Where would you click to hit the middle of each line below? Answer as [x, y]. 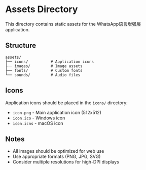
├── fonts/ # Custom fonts [44, 70]
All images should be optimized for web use [58, 151]
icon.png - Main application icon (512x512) [57, 112]
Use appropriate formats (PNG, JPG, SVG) [57, 157]
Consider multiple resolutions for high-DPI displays [66, 162]
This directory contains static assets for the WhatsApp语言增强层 [73, 24]
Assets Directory [42, 9]
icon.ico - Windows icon [39, 118]
